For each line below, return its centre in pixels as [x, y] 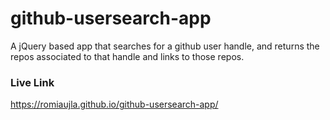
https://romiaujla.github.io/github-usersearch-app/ [114, 104]
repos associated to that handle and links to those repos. [127, 56]
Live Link [32, 82]
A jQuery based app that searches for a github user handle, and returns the [165, 46]
